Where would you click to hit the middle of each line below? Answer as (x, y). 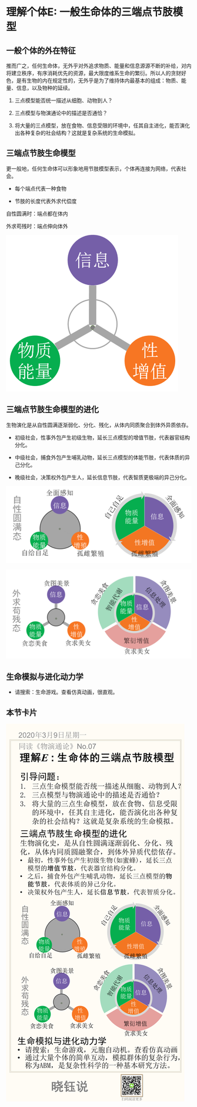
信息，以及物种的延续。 (45, 88)
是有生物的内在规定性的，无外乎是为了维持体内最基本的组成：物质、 (98, 81)
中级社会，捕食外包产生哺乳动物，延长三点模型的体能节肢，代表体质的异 (102, 457)
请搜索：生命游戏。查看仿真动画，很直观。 (66, 692)
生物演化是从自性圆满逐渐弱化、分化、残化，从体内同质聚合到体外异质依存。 (99, 425)
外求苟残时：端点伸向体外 (37, 226)
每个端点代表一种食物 (40, 188)
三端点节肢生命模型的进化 (52, 410)
